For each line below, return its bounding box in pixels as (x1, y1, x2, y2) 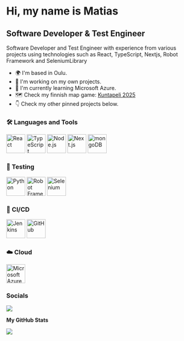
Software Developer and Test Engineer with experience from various (6, 44, 177, 51)
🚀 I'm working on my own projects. (14, 78, 101, 85)
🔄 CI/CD (6, 205, 30, 213)
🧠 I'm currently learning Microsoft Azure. (14, 85, 116, 91)
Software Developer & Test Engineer (6, 28, 145, 39)
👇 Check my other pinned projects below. (14, 100, 119, 107)
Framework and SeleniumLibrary (6, 57, 87, 64)
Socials (6, 291, 28, 300)
